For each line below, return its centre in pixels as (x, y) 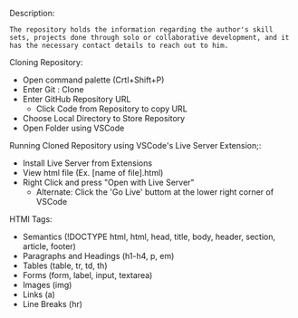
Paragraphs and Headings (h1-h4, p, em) (98, 256)
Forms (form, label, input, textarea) (87, 275)
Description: (32, 13)
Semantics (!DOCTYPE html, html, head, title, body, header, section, (149, 236)
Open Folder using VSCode (73, 128)
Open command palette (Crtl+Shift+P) (93, 80)
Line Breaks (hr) (53, 304)
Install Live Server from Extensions (87, 163)
